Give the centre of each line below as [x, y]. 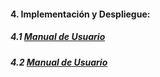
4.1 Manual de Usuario [58, 37]
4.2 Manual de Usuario [59, 62]
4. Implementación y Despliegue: [80, 14]
